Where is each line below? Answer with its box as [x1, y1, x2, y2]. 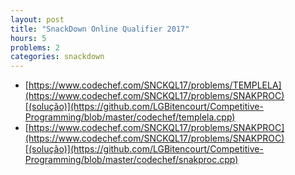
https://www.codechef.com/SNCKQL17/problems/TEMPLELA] [28, 79, 282, 91]
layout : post [10, 14, 65, 25]
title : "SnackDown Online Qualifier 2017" [10, 24, 190, 34]
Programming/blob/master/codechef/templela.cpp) [24, 111, 236, 123]
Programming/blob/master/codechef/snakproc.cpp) [24, 154, 239, 166]
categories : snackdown [10, 52, 105, 62]
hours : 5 [10, 33, 47, 43]
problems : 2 [10, 42, 60, 53]
